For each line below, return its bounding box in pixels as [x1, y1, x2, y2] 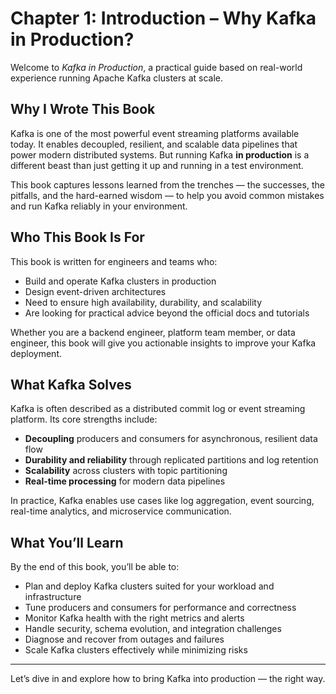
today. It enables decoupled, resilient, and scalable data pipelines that [10, 138, 298, 150]
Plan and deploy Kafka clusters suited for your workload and [24, 580, 275, 592]
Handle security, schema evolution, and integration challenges [24, 623, 282, 635]
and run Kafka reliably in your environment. [10, 200, 188, 212]
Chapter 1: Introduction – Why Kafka [10, 7, 317, 30]
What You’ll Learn [10, 534, 124, 551]
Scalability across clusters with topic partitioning [24, 465, 228, 477]
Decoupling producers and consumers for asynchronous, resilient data [24, 433, 318, 445]
